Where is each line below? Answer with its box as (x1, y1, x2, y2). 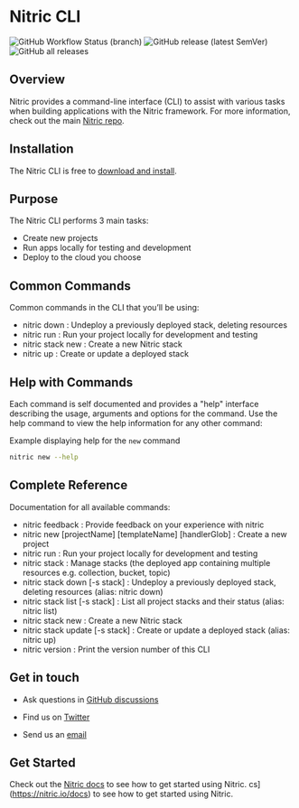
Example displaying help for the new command (9, 435, 181, 446)
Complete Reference (9, 478, 128, 493)
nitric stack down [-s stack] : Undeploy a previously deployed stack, (22, 576, 277, 588)
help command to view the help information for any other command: (9, 418, 263, 428)
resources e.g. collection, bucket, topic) (22, 567, 171, 578)
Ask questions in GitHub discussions (22, 693, 159, 705)
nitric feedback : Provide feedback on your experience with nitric (22, 519, 265, 530)
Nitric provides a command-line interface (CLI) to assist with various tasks (9, 96, 285, 107)
